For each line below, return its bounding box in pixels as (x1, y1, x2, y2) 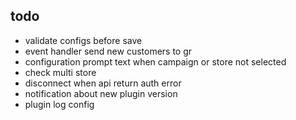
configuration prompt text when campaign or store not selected (24, 55, 287, 68)
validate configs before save (24, 34, 143, 46)
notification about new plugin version (24, 87, 178, 99)
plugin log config (24, 98, 95, 110)
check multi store (24, 66, 97, 78)
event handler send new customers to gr (24, 45, 193, 57)
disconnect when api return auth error (24, 77, 182, 89)
